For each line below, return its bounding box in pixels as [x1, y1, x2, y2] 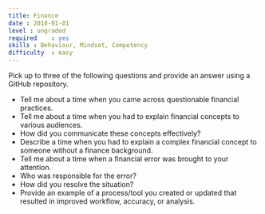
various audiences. [19, 121, 83, 129]
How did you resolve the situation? [19, 180, 134, 188]
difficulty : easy [8, 49, 73, 57]
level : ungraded [8, 26, 66, 34]
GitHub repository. [8, 79, 69, 89]
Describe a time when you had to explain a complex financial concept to [19, 137, 257, 146]
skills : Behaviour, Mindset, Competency [8, 42, 148, 50]
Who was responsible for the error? [19, 171, 137, 180]
